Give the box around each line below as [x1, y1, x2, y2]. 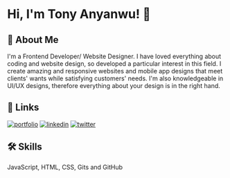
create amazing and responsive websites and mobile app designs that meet [7, 67, 223, 75]
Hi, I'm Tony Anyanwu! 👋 [7, 6, 151, 22]
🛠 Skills [7, 141, 43, 153]
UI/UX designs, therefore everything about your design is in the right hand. [7, 82, 220, 89]
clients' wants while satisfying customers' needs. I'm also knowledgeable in [7, 74, 224, 82]
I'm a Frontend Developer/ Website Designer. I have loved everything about [7, 52, 222, 60]
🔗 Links [7, 102, 39, 114]
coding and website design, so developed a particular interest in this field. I [7, 60, 222, 68]
